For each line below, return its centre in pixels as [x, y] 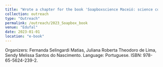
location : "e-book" [25, 37]
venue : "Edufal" [21, 27]
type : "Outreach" [23, 18]
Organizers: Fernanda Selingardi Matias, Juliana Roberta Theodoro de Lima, [81, 50]
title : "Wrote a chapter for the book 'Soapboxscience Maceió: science [79, 9]
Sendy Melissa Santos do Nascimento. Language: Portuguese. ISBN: [73, 55]
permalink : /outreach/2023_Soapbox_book [47, 23]
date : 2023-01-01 [23, 32]
